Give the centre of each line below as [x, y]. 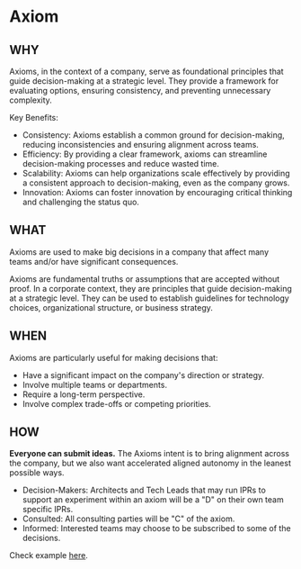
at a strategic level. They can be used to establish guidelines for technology [149, 298]
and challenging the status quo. [80, 202]
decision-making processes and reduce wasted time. [121, 163]
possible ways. [37, 473]
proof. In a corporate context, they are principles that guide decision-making [150, 288]
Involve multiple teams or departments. [95, 384]
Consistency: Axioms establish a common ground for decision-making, [153, 135]
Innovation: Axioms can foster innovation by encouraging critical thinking [157, 192]
